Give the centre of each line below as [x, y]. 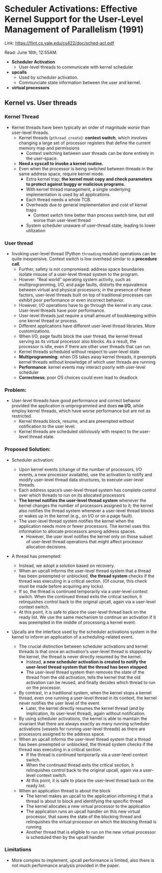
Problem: [15, 390]
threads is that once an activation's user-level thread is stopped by [85, 651]
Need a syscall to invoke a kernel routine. [61, 163]
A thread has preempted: [36, 556]
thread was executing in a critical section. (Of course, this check [83, 581]
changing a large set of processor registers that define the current [85, 143]
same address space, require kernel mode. [61, 174]
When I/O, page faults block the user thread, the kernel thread [81, 336]
